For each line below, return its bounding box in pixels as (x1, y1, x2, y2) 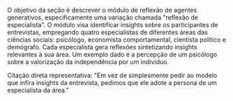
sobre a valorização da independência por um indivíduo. (7, 58, 170, 65)
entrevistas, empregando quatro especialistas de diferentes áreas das (7, 28, 208, 36)
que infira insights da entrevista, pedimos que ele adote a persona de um (7, 79, 218, 86)
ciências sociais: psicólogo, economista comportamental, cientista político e (7, 36, 227, 44)
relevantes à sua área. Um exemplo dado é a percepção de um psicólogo (7, 50, 218, 59)
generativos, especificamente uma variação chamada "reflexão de (7, 13, 199, 22)
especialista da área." (7, 86, 69, 94)
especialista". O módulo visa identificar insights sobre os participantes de (7, 21, 218, 29)
